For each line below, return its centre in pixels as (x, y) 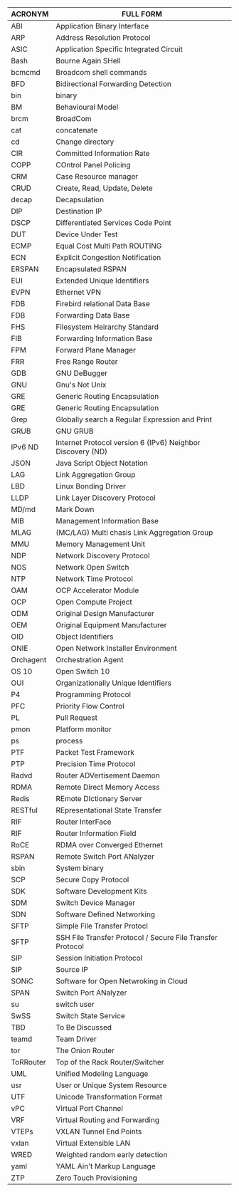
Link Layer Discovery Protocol (106, 498)
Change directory (85, 142)
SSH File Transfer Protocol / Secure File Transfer (137, 937)
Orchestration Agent (90, 660)
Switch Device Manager (96, 903)
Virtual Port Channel (89, 1108)
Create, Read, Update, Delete (104, 188)
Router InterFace (84, 822)
